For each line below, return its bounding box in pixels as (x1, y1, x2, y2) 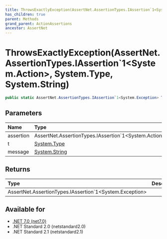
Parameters (5, 109, 42, 117)
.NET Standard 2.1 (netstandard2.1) (12, 229, 83, 235)
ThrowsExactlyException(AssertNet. (5, 47, 161, 59)
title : (5, 7, 19, 12)
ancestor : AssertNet (5, 26, 48, 31)
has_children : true (5, 12, 46, 17)
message (7, 148, 29, 155)
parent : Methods (5, 16, 39, 21)
